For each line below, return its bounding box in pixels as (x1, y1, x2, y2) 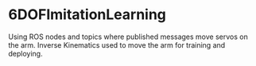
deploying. (8, 49, 43, 58)
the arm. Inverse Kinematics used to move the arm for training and (8, 40, 226, 49)
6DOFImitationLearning (8, 6, 167, 24)
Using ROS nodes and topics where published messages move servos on (8, 32, 248, 41)
